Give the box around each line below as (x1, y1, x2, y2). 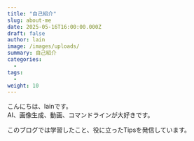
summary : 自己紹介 (7, 50, 57, 57)
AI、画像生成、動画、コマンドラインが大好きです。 (7, 111, 154, 119)
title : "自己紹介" (7, 10, 57, 18)
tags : (7, 69, 23, 76)
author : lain (7, 36, 46, 43)
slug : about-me (7, 17, 52, 24)
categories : (7, 56, 42, 63)
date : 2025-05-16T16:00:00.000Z (7, 23, 102, 30)
